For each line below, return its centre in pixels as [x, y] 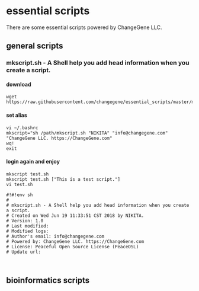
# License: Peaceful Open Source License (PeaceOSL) [73, 247]
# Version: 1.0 [25, 220]
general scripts [35, 46]
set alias [17, 115]
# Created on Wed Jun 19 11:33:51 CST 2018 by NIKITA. [75, 215]
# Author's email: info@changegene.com [55, 236]
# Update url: [24, 252]
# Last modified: [28, 226]
